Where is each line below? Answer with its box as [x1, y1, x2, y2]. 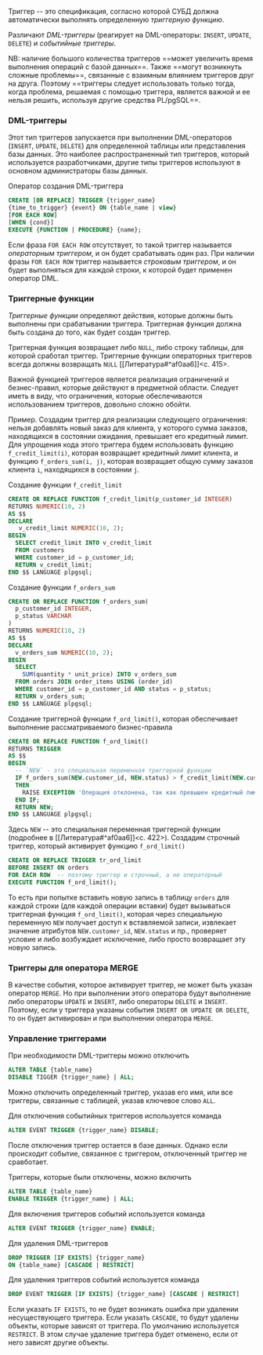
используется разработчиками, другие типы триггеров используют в [8, 158, 241, 167]
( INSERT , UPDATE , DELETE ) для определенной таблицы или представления [8, 141, 246, 151]
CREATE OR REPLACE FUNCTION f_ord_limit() [8, 737, 149, 745]
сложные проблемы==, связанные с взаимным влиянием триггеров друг [8, 71, 254, 79]
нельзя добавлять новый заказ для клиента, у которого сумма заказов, [8, 423, 248, 433]
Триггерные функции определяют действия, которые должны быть [8, 310, 233, 320]
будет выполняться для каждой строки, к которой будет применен [8, 265, 232, 274]
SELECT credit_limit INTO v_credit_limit [15, 539, 153, 547]
